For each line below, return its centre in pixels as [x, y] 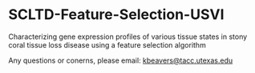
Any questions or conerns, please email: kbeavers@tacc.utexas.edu [121, 60]
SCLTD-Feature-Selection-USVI [116, 15]
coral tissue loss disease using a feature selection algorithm [107, 44]
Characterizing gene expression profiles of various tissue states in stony [128, 36]
